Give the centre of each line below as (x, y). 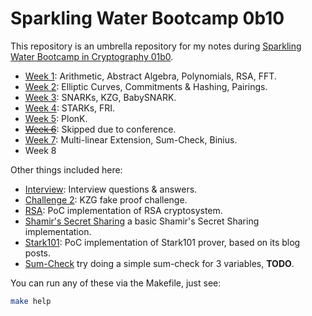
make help (31, 301)
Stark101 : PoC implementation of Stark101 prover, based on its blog (162, 242)
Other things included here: (66, 169)
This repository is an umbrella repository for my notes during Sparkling (156, 46)
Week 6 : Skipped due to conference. (100, 129)
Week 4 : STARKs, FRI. (70, 108)
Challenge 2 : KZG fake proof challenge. (106, 199)
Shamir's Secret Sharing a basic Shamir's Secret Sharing (142, 221)
